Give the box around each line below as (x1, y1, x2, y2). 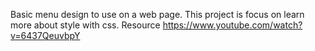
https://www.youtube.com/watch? (162, 19, 303, 31)
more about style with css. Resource (10, 19, 161, 31)
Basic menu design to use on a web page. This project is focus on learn (10, 9, 305, 20)
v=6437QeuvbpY (10, 30, 81, 41)
